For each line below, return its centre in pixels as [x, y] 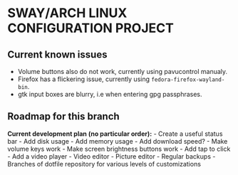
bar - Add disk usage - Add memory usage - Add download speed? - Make [118, 141]
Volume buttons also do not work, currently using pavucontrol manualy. [123, 71]
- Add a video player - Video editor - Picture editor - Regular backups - [112, 156]
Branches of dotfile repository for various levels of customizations [104, 164]
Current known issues [57, 54]
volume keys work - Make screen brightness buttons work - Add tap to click [119, 149]
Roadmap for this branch [63, 116]
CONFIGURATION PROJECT [91, 28]
